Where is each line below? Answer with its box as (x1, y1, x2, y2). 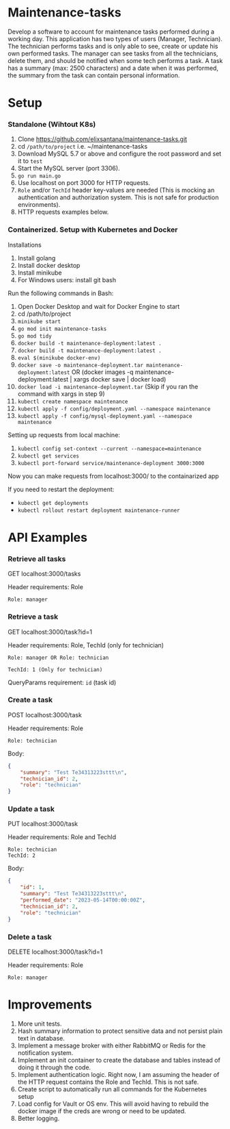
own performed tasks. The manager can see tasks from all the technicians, (8, 49, 218, 58)
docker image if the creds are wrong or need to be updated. (17, 1106, 186, 1115)
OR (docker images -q (71, 368, 134, 376)
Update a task (8, 804, 55, 814)
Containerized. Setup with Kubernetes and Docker (8, 225, 178, 234)
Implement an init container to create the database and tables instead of (17, 1056, 220, 1064)
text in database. (17, 1034, 66, 1042)
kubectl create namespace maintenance (17, 398, 128, 405)
